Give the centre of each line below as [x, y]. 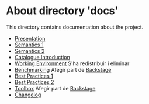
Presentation [30, 38]
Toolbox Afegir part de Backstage [55, 88]
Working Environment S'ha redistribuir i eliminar [72, 63]
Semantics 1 [29, 45]
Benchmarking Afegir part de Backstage [63, 69]
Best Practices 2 [34, 82]
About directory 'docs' [62, 11]
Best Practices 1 [34, 76]
